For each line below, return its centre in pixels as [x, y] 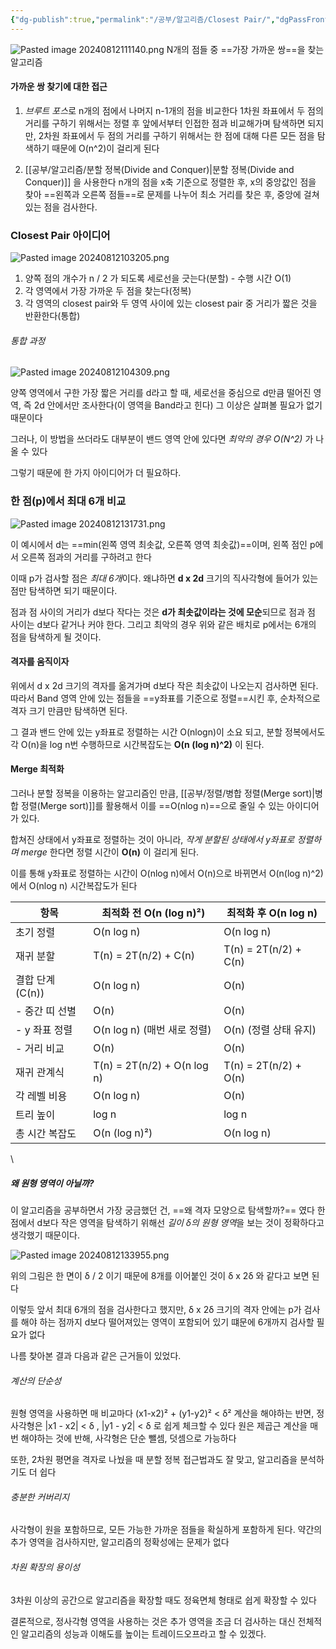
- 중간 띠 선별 [46, 1011]
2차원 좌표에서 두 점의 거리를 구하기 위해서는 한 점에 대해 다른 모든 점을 [176, 135]
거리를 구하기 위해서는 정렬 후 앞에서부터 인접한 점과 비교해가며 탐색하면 [165, 123]
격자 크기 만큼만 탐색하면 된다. [69, 710]
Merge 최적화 [37, 769]
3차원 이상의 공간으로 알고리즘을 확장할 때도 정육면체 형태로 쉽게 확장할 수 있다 [163, 1600]
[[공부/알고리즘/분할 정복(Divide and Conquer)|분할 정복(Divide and [159, 169]
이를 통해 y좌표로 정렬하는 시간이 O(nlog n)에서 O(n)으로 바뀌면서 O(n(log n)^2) [167, 873]
